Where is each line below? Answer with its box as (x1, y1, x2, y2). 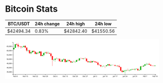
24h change (35, 21, 60, 27)
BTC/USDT (8, 21, 30, 27)
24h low (94, 21, 112, 27)
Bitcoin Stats (5, 3, 58, 15)
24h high (66, 21, 85, 27)
